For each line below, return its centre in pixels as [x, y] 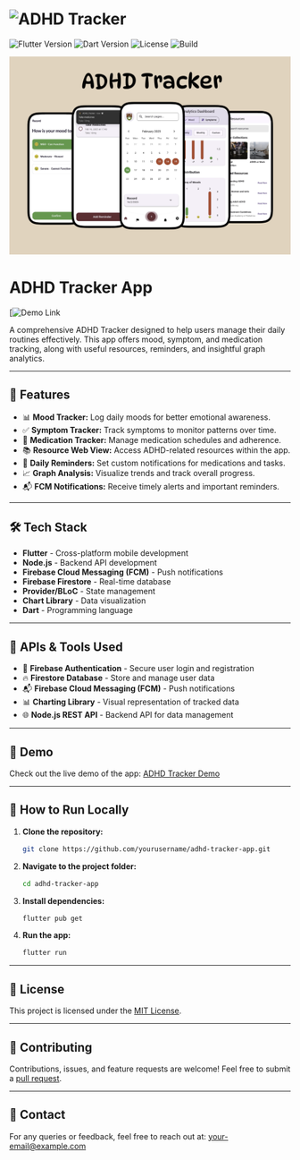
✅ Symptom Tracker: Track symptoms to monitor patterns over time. [149, 430]
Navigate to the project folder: [79, 866]
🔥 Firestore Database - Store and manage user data [118, 678]
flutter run [44, 953]
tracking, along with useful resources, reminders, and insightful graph [137, 348]
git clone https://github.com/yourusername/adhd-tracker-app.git [146, 849]
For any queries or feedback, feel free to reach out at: [108, 1136]
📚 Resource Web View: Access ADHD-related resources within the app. [156, 450]
